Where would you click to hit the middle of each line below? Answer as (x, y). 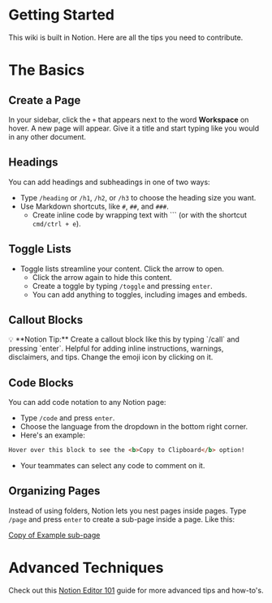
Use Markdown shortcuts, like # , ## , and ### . (94, 206)
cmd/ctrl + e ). (56, 223)
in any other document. (47, 136)
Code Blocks (41, 383)
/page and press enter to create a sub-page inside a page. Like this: (122, 519)
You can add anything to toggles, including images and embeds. (140, 295)
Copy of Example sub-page (54, 535)
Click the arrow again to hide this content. (102, 277)
